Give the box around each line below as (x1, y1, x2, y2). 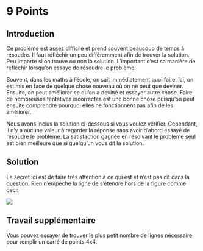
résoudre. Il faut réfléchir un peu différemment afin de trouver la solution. (6, 51, 190, 58)
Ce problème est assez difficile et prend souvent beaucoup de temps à (6, 44, 185, 52)
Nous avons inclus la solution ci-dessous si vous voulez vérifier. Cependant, (6, 120, 198, 127)
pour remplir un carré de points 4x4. (6, 238, 98, 245)
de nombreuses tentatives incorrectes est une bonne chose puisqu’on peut (6, 96, 195, 102)
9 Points (6, 4, 49, 18)
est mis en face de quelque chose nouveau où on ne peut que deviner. (6, 82, 184, 90)
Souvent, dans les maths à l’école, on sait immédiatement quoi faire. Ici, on (6, 76, 194, 83)
